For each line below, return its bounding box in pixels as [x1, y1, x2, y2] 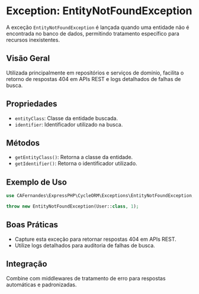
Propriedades [6, 99, 57, 109]
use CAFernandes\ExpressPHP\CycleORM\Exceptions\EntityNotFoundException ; [6, 193, 195, 199]
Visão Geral [6, 53, 50, 63]
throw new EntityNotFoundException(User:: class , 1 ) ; [6, 203, 139, 209]
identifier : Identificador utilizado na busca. [14, 121, 123, 128]
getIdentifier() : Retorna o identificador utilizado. [14, 160, 137, 167]
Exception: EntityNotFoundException [6, 4, 192, 18]
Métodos [6, 138, 40, 148]
